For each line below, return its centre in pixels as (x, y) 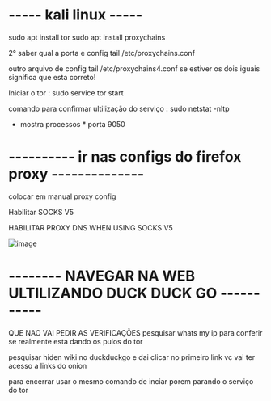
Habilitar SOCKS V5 (41, 212)
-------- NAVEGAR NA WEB (102, 276)
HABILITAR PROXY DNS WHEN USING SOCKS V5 (91, 227)
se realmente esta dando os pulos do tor (76, 341)
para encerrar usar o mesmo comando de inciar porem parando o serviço (131, 381)
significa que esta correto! (52, 77)
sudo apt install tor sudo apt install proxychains (87, 37)
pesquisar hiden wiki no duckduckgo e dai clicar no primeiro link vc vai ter (132, 357)
